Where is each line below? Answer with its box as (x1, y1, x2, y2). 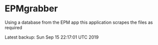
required (4, 24, 22, 30)
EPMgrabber (4, 3, 58, 14)
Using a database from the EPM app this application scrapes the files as (4, 19, 153, 25)
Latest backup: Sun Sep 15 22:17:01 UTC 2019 (4, 34, 99, 40)
